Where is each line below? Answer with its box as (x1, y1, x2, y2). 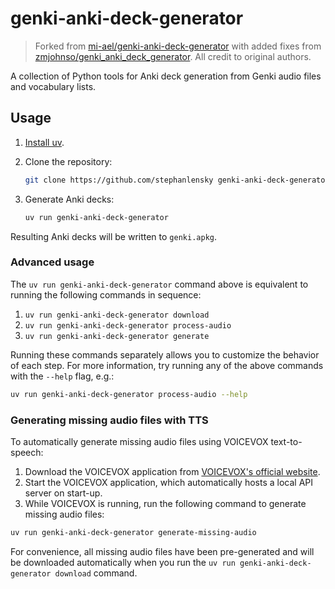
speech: (10, 446, 44, 458)
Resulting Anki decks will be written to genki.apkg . (10, 230, 217, 242)
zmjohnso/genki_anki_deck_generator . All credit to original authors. (34, 50, 312, 62)
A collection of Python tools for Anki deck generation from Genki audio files (10, 70, 322, 82)
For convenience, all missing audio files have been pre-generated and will (10, 545, 315, 557)
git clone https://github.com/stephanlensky (24, 175, 214, 185)
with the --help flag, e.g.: (10, 370, 115, 382)
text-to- (270, 435, 303, 447)
